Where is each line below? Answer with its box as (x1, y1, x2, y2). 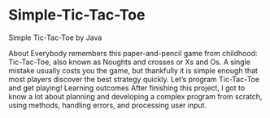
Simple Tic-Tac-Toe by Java (8, 33, 102, 42)
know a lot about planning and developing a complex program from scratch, (8, 91, 263, 101)
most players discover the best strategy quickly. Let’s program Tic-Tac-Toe (8, 74, 260, 84)
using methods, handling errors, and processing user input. (8, 100, 207, 110)
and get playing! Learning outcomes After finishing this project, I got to (8, 83, 246, 93)
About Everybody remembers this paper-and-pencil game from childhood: (8, 48, 258, 58)
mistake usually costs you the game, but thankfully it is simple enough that (8, 65, 259, 75)
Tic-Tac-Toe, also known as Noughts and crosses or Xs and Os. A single (8, 57, 250, 67)
